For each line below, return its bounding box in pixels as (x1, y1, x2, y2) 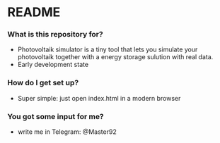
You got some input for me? (7, 111, 104, 121)
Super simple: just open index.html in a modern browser (17, 94, 181, 102)
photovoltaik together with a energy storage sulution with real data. (17, 53, 214, 61)
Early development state (17, 61, 89, 69)
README (7, 4, 61, 20)
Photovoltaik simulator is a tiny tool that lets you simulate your (17, 45, 198, 54)
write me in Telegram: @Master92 (17, 128, 117, 136)
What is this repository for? (7, 30, 104, 39)
